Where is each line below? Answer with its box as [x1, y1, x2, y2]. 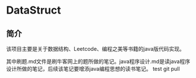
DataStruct [6, 4, 61, 17]
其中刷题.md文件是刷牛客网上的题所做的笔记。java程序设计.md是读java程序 [6, 58, 191, 65]
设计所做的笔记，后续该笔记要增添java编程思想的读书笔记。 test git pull [6, 66, 180, 72]
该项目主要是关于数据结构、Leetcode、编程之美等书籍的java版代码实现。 [6, 45, 185, 52]
